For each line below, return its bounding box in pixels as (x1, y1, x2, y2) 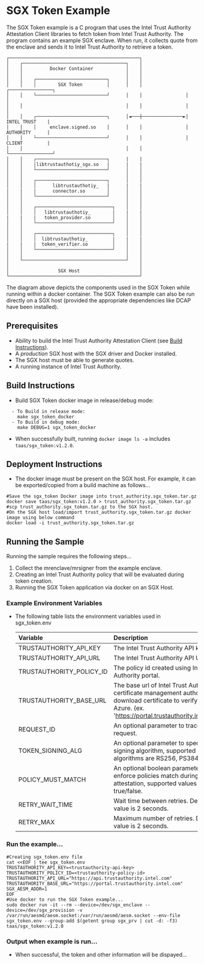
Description (113, 634, 148, 642)
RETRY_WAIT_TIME (18, 800, 73, 809)
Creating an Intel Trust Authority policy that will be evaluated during (15, 571, 184, 578)
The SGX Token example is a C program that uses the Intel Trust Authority (6, 24, 191, 31)
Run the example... (6, 840, 64, 848)
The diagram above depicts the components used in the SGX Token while (6, 283, 190, 291)
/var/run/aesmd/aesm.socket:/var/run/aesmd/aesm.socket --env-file (6, 912, 181, 918)
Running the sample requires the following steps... (6, 553, 132, 560)
